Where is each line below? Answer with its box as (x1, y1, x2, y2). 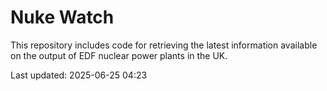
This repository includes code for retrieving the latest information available (10, 39, 318, 51)
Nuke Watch (10, 6, 115, 29)
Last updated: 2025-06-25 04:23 (10, 69, 148, 81)
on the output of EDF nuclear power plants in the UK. (10, 49, 228, 61)
